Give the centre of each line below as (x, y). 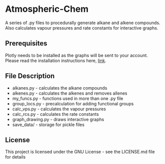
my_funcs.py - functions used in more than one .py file (68, 98)
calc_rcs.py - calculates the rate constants (56, 114)
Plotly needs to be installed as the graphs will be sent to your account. (77, 55)
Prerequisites (26, 44)
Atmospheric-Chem (47, 9)
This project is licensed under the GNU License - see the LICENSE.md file (80, 152)
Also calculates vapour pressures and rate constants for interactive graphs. (82, 28)
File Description (30, 76)
